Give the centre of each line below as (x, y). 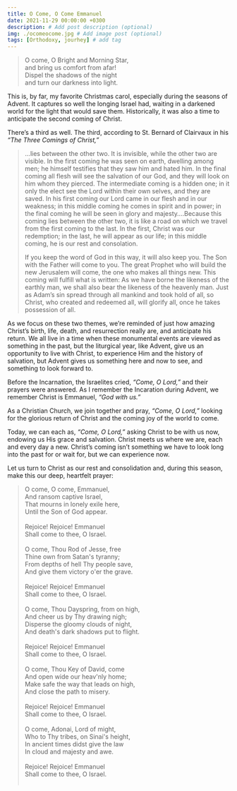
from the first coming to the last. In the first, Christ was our (110, 229)
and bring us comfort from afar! (70, 68)
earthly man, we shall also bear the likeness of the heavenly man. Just (127, 287)
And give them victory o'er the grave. (79, 572)
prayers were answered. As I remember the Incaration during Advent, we (113, 390)
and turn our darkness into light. (71, 83)
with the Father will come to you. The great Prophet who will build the (126, 265)
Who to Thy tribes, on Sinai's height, (77, 737)
